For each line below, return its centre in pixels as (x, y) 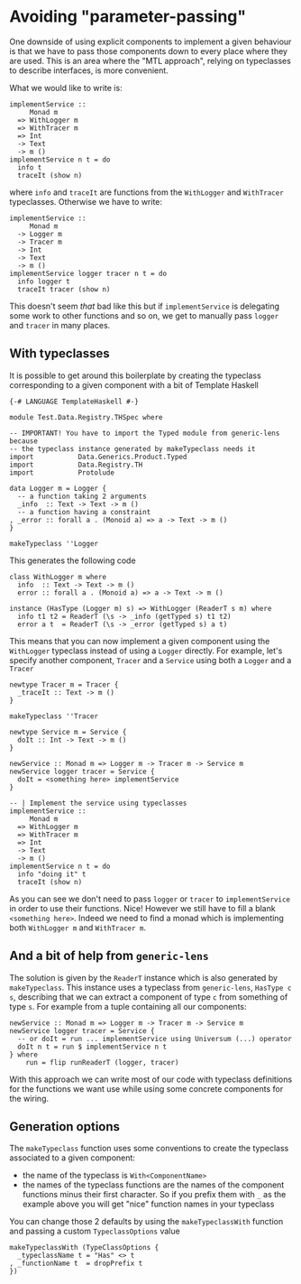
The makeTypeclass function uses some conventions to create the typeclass (149, 1149)
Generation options (64, 1127)
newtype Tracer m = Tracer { (64, 684)
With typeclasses (59, 354)
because (24, 441)
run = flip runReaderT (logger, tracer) (102, 1062)
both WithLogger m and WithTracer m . (78, 928)
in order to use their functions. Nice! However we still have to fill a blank (143, 908)
